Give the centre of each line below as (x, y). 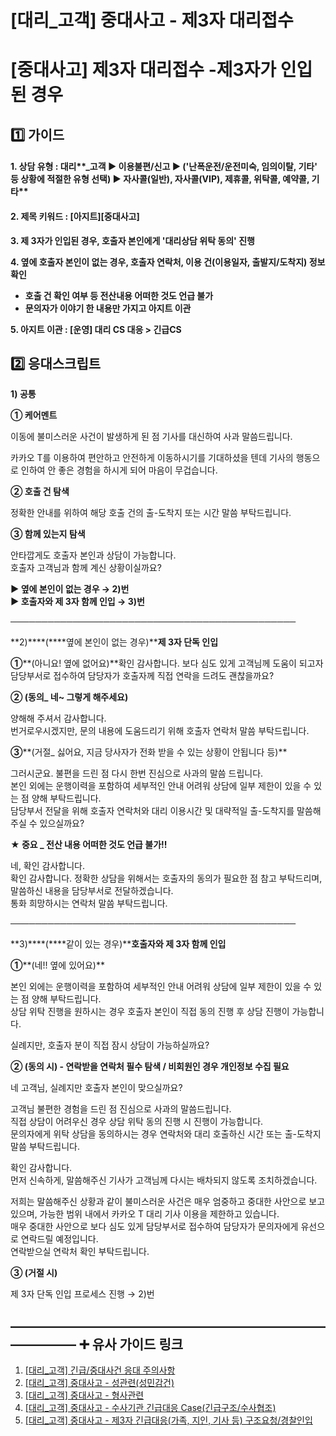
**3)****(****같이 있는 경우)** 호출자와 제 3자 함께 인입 (118, 944)
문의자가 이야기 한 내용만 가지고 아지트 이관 (108, 308)
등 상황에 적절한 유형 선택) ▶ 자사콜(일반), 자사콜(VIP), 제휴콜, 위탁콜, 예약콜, (160, 179)
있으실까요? (62, 823)
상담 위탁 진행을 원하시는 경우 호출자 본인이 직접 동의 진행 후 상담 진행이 (150, 1012)
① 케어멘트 (34, 415)
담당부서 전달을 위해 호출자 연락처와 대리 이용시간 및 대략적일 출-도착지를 (152, 811)
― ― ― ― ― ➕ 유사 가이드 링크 (97, 1344)
